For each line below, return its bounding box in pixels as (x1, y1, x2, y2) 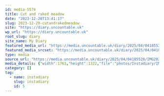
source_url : (5, 57, 29, 62)
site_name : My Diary (5, 39, 47, 44)
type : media (5, 52, 29, 57)
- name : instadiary (9, 75, 49, 80)
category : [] (5, 66, 32, 71)
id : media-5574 (5, 7, 36, 12)
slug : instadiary (14, 79, 49, 84)
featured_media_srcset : (5, 48, 54, 52)
